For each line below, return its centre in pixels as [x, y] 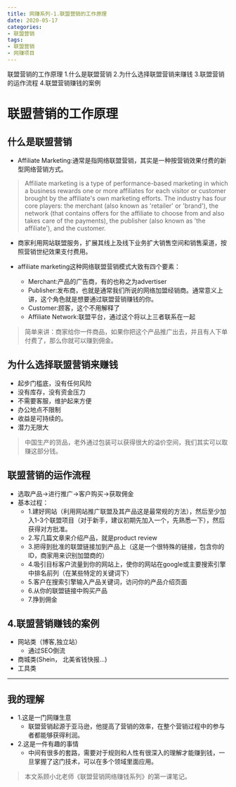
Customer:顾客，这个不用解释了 [74, 308]
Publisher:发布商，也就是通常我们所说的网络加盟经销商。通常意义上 [125, 290]
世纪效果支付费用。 [64, 252]
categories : [25, 27]
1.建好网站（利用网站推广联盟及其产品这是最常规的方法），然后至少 [124, 511]
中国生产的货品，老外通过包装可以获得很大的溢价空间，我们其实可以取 [126, 442]
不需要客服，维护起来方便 [54, 401]
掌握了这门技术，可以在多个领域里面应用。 [96, 762]
